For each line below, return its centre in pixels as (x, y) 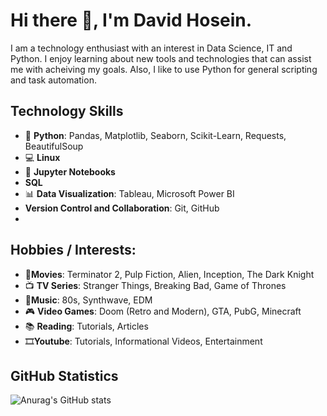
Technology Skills (67, 111)
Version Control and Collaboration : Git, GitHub (122, 208)
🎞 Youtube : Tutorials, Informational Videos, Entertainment (143, 341)
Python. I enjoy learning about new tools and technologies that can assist (161, 58)
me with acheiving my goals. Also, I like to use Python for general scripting (164, 69)
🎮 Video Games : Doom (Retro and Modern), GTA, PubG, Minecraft (163, 311)
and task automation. (53, 80)
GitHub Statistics (64, 375)
